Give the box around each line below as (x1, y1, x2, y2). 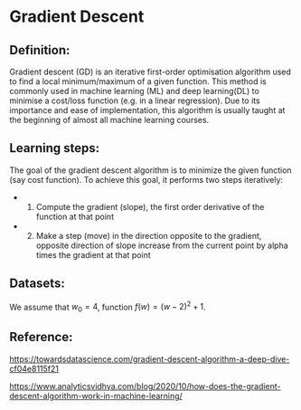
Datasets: (9, 276, 65, 291)
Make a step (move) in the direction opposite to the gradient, (35, 230, 262, 241)
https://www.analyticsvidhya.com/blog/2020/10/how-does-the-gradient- (9, 380, 282, 391)
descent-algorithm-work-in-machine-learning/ (9, 390, 183, 401)
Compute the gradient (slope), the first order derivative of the (35, 201, 265, 212)
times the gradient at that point (35, 249, 151, 260)
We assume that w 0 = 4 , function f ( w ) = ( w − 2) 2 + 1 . (9, 300, 206, 314)
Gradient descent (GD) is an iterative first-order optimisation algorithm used (9, 66, 292, 77)
